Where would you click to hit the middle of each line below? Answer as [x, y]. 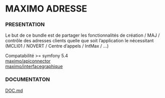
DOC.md [14, 90]
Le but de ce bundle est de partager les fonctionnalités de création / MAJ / [82, 35]
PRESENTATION [25, 25]
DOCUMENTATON [28, 79]
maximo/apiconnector [28, 61]
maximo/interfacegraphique [34, 66]
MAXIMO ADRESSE [46, 9]
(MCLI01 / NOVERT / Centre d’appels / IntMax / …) [57, 46]
